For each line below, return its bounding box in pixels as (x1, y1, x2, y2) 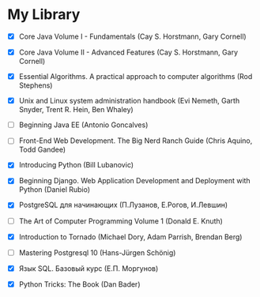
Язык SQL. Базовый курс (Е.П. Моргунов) (18, 263, 159, 273)
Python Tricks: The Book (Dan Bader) (18, 279, 141, 289)
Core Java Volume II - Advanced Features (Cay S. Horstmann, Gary (18, 47, 239, 57)
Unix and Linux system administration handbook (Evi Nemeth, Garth (18, 96, 240, 106)
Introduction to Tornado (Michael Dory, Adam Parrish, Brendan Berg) (18, 231, 243, 242)
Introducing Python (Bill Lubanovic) (18, 160, 134, 170)
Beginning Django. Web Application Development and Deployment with (18, 176, 251, 186)
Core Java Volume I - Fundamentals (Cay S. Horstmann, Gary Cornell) (18, 32, 247, 41)
